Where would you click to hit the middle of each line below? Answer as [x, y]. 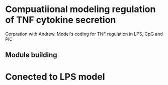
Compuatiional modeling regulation [80, 9]
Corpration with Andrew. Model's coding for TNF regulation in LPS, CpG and [84, 34]
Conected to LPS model [55, 77]
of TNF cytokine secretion [61, 20]
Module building [31, 55]
